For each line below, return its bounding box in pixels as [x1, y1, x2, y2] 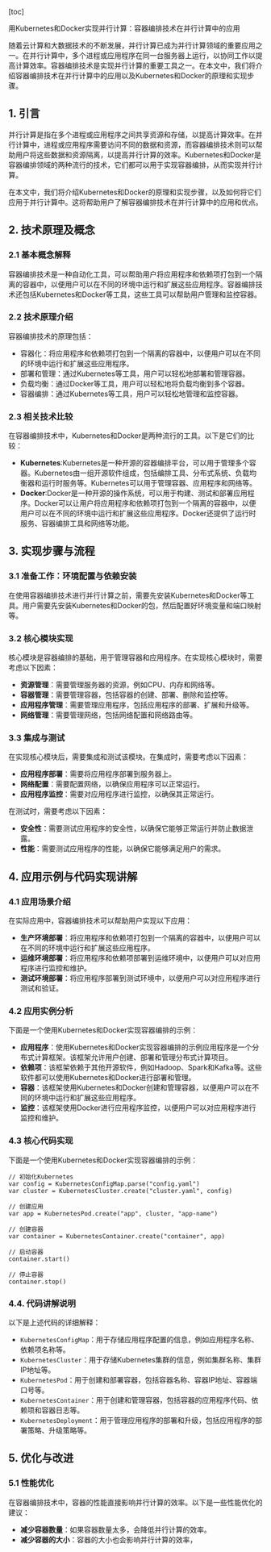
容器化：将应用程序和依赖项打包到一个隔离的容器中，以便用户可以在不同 [19, 348, 261, 358]
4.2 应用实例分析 [8, 1005, 74, 1016]
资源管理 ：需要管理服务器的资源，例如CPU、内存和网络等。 [19, 680, 219, 690]
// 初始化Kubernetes [8, 1173, 74, 1181]
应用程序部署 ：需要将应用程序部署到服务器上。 [19, 770, 176, 779]
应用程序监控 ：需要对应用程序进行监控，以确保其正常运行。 [19, 790, 219, 799]
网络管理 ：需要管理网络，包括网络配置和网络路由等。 [19, 710, 198, 720]
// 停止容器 [8, 1270, 44, 1279]
